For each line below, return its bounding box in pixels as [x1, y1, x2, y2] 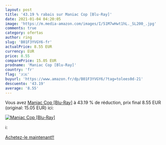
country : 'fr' [5, 68, 35, 72]
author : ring [5, 35, 32, 40]
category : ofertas [5, 30, 43, 35]
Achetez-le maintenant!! [5, 134, 55, 140]
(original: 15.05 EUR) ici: [5, 105, 54, 111]
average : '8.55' [5, 85, 39, 91]
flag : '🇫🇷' [5, 72, 30, 77]
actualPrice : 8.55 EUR [5, 44, 52, 49]
